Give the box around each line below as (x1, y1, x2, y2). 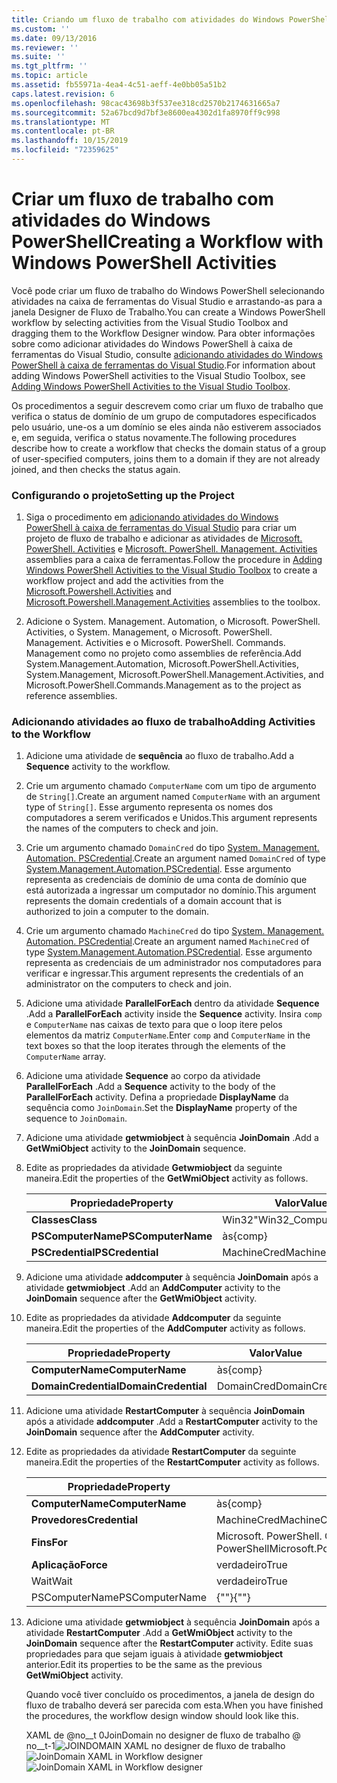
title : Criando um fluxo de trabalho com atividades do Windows (11, 14, 285, 25)
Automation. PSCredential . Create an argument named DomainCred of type (25, 852, 326, 865)
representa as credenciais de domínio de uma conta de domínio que (25, 874, 308, 886)
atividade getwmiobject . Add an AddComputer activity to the (25, 1282, 281, 1294)
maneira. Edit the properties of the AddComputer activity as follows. (25, 1322, 306, 1335)
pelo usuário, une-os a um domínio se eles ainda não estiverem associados (11, 421, 322, 433)
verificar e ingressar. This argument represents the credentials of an (25, 967, 304, 980)
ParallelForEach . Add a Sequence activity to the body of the (25, 1081, 276, 1093)
